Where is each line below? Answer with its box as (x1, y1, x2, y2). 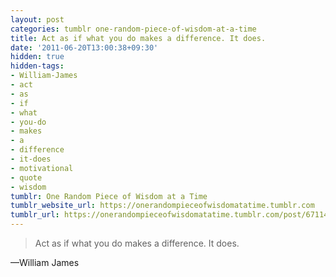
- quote (10, 172, 43, 183)
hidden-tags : (10, 61, 65, 71)
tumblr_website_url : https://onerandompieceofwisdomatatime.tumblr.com (10, 201, 315, 211)
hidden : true (10, 52, 65, 62)
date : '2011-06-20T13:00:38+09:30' (10, 42, 159, 53)
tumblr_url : (10, 210, 60, 220)
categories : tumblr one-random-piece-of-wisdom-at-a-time (10, 24, 257, 34)
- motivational (10, 163, 74, 173)
